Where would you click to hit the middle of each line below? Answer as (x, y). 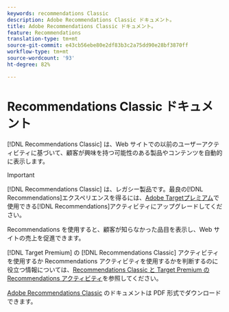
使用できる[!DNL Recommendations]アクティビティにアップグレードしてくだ (115, 206)
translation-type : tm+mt (43, 39)
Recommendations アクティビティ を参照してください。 (85, 278)
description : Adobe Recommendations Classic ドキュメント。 (91, 20)
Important (21, 175)
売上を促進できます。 (55, 238)
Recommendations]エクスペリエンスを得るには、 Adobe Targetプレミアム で (113, 197)
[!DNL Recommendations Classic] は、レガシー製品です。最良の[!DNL (105, 189)
